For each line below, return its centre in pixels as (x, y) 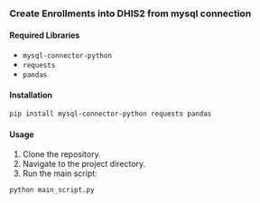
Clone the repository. (61, 154)
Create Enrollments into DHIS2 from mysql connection (130, 14)
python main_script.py (52, 190)
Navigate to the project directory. (84, 164)
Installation (31, 95)
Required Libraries (45, 35)
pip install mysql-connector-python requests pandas (111, 114)
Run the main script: (60, 173)
